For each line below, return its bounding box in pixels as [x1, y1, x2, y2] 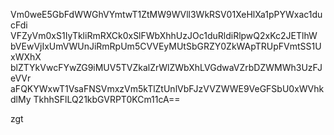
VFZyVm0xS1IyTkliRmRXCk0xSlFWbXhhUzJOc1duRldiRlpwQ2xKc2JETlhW [10, 30, 318, 41]
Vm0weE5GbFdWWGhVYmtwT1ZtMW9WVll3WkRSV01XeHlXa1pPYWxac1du [10, 9, 323, 20]
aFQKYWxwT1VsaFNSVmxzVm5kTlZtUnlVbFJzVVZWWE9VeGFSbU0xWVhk [10, 83, 325, 94]
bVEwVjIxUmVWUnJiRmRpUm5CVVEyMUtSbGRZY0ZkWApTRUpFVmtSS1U [10, 40, 322, 52]
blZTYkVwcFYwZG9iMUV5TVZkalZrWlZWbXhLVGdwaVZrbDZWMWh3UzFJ [10, 62, 323, 73]
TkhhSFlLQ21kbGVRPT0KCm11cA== [33, 94, 181, 105]
